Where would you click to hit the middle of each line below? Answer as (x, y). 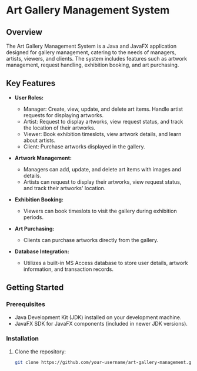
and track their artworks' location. (64, 188)
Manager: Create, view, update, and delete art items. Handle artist (103, 109)
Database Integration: (42, 251)
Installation (23, 339)
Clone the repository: (40, 352)
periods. (34, 217)
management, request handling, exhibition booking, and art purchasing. (93, 65)
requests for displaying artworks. (64, 115)
